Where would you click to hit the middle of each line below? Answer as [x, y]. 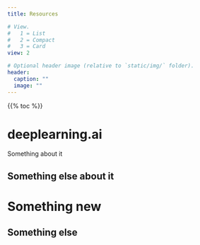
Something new [54, 207]
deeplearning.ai [55, 134]
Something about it [35, 154]
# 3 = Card [27, 47]
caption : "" [31, 79]
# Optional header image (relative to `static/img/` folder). [101, 66]
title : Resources [33, 14]
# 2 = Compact [31, 40]
